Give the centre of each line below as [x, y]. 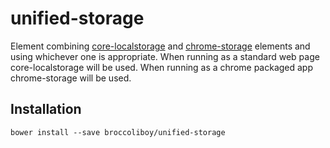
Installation [46, 109]
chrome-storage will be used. [71, 78]
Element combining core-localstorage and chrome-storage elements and [160, 46]
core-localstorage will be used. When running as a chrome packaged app [162, 67]
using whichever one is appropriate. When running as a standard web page [165, 56]
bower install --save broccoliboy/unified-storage [118, 132]
